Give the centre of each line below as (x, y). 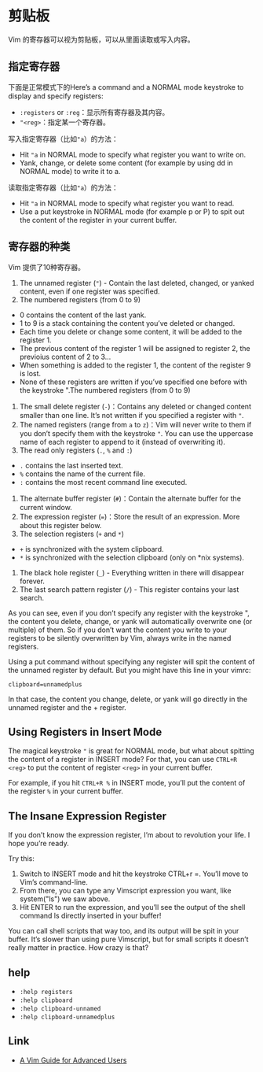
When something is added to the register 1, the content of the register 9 (135, 365)
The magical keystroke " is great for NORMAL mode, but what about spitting (131, 751)
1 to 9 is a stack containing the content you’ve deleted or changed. (127, 323)
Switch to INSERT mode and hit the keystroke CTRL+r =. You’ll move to (134, 874)
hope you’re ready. (38, 844)
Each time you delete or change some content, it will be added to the (131, 331)
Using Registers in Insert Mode (85, 732)
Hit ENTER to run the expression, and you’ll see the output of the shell (132, 908)
